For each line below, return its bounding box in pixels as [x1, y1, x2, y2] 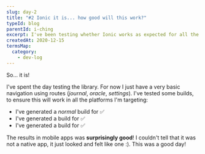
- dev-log [17, 54, 43, 61]
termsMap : [6, 43, 32, 50]
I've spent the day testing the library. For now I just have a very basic [6, 83, 180, 90]
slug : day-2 [6, 9, 37, 15]
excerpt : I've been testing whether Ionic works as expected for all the [6, 32, 199, 38]
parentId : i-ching [6, 26, 53, 32]
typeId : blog [6, 20, 40, 26]
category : [12, 49, 37, 55]
